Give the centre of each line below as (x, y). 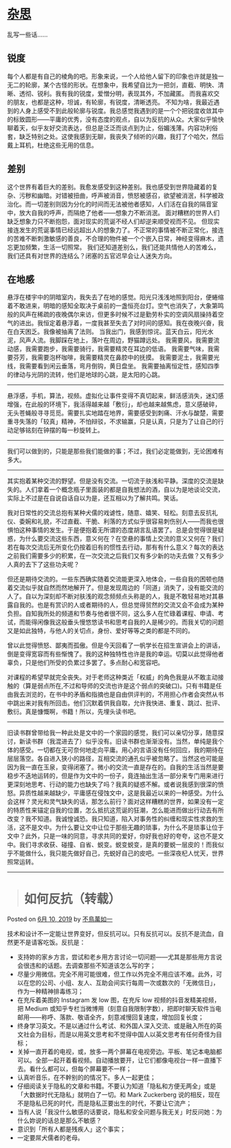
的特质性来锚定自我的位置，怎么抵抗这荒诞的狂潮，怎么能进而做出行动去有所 (115, 811)
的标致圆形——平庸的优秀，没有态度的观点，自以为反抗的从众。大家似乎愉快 (115, 119)
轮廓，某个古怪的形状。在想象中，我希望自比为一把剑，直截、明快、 (121, 85)
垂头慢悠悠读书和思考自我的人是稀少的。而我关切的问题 (145, 622)
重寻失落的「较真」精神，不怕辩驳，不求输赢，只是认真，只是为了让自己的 (112, 421)
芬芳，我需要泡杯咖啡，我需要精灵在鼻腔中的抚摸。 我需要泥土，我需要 (113, 357)
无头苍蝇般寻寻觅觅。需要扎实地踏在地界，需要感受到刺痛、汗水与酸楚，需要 (115, 413)
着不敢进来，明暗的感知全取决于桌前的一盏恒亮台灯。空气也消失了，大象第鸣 (115, 306)
